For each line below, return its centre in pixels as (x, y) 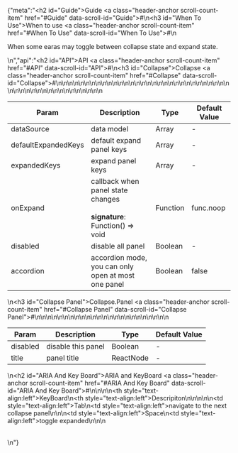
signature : (108, 217)
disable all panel (118, 246)
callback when (115, 181)
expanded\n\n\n (83, 421)
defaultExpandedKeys (47, 145)
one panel (108, 284)
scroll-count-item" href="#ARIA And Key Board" (100, 383)
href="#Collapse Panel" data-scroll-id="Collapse (115, 309)
